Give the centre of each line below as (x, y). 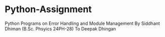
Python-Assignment (48, 9)
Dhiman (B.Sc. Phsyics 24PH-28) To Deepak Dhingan (60, 28)
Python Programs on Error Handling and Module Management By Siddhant (82, 23)
